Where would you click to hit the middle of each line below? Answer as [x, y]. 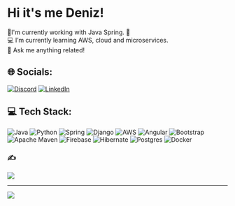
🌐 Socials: [30, 72]
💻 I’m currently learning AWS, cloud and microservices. [88, 40]
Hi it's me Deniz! [56, 13]
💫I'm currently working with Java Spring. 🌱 [69, 32]
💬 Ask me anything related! [46, 50]
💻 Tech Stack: [40, 112]
